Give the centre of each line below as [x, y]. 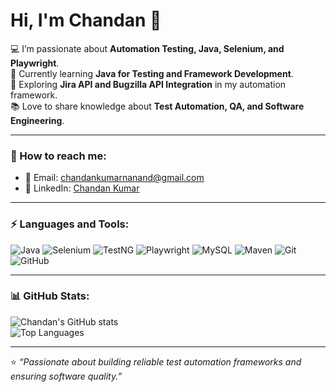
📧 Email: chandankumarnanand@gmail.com [114, 178]
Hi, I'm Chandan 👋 [86, 20]
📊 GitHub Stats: [50, 296]
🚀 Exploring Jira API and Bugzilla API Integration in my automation [148, 84]
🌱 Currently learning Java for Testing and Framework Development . [152, 73]
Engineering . [37, 120]
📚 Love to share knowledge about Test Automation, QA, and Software [157, 106]
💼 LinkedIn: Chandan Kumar [82, 188]
